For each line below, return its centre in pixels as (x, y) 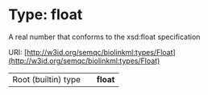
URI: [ (18, 52)
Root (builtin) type (47, 79)
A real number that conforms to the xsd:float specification (104, 37)
